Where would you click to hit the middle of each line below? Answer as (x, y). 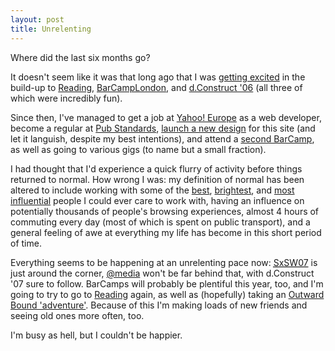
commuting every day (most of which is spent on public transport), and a (160, 222)
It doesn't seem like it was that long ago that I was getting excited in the (158, 77)
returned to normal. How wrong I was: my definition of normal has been (157, 179)
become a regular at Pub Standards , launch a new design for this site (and (163, 128)
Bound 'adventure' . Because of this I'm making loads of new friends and (159, 305)
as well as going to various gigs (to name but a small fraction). (138, 149)
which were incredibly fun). (66, 98)
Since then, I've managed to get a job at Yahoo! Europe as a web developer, (166, 117)
